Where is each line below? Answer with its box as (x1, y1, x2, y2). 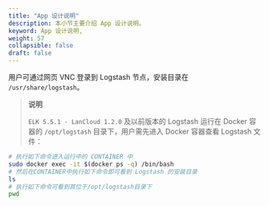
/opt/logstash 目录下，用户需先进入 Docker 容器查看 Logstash (43, 126, 252, 136)
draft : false (8, 49, 52, 57)
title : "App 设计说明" (8, 11, 79, 20)
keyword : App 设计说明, (8, 27, 83, 35)
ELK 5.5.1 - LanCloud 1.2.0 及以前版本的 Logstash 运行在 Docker (27, 117, 247, 126)
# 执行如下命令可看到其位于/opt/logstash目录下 (8, 183, 153, 191)
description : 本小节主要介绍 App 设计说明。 (8, 19, 145, 27)
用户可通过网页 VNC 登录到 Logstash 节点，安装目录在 (8, 72, 189, 81)
